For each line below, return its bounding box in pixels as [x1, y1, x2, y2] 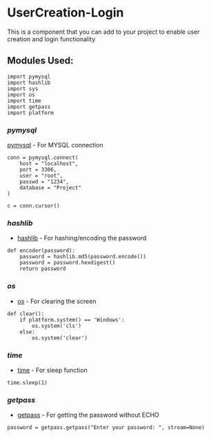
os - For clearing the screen [17, 297, 97, 305]
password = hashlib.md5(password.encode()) [19, 253, 147, 260]
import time [7, 97, 41, 104]
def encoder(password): [7, 247, 76, 254]
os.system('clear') [32, 334, 88, 342]
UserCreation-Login [7, 5, 124, 21]
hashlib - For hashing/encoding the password [17, 234, 147, 242]
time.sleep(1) [7, 379, 48, 386]
